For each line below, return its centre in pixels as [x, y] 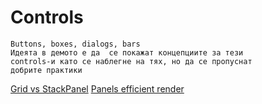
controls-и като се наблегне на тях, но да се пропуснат [131, 61]
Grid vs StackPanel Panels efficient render [97, 88]
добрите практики [46, 70]
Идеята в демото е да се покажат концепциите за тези [127, 52]
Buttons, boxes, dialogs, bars [75, 44]
